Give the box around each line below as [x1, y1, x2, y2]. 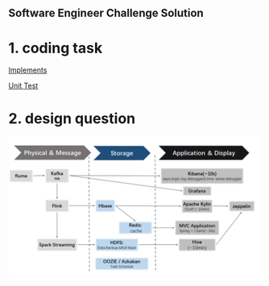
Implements [8, 65, 48, 75]
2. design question [8, 109, 135, 127]
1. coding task [8, 39, 103, 57]
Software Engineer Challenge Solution [8, 6, 204, 20]
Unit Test [8, 81, 39, 91]
